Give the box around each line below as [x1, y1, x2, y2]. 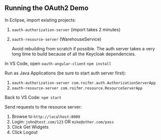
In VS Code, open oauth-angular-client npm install [4, 60, 112, 66]
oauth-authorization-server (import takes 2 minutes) [11, 27, 121, 33]
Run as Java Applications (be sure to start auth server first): [4, 70, 126, 76]
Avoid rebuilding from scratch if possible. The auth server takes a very [11, 45, 155, 51]
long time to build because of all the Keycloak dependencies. [11, 51, 136, 57]
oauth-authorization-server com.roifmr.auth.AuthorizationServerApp [11, 80, 156, 85]
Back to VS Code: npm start [4, 94, 62, 100]
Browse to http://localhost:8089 [11, 113, 80, 119]
